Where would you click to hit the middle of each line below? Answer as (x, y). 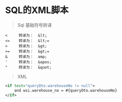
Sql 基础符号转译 (34, 25)
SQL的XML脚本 (37, 10)
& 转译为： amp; (26, 56)
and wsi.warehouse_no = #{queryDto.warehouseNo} (66, 90)
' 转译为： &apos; (28, 62)
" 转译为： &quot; (28, 67)
